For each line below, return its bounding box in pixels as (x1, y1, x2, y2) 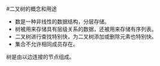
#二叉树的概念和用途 (6, 5, 57, 12)
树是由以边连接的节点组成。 (6, 53, 75, 60)
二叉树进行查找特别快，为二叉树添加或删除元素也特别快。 (14, 33, 157, 40)
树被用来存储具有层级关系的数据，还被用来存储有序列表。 (14, 26, 157, 32)
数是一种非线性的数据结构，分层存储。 (14, 18, 110, 25)
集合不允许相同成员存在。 (14, 41, 79, 47)
